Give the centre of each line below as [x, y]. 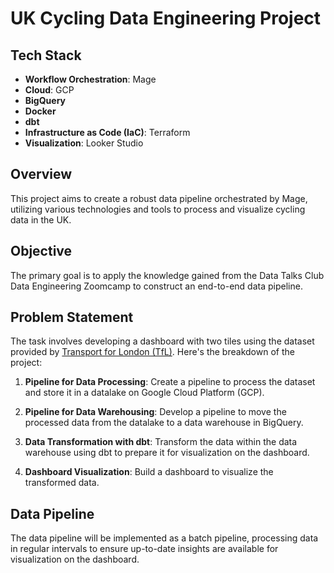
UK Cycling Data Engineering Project [166, 18]
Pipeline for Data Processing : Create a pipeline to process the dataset [170, 382]
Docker [40, 111]
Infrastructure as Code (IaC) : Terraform [107, 132]
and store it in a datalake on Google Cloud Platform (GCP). [144, 393]
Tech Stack [46, 55]
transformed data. [62, 483]
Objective [41, 251]
